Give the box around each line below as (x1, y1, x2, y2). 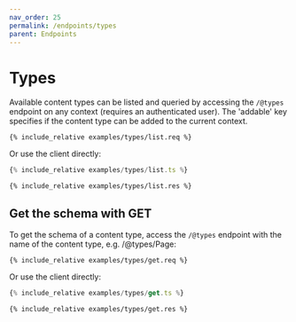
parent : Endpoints (9, 29, 77, 38)
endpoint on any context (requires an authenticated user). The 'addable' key (9, 106, 288, 117)
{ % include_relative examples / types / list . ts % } (9, 166, 189, 175)
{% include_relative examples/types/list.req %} (9, 133, 192, 142)
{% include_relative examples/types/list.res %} (9, 182, 192, 191)
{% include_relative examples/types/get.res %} (9, 304, 189, 313)
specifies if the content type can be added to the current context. (9, 116, 248, 127)
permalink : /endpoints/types (9, 21, 117, 30)
